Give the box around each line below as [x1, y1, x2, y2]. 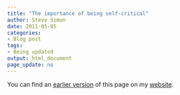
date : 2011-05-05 [7, 23, 57, 30]
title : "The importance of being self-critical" [7, 10, 149, 17]
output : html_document [7, 55, 72, 62]
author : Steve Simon [7, 17, 67, 23]
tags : [7, 42, 23, 49]
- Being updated [7, 49, 54, 56]
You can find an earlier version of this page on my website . [7, 80, 174, 88]
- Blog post [7, 36, 41, 43]
